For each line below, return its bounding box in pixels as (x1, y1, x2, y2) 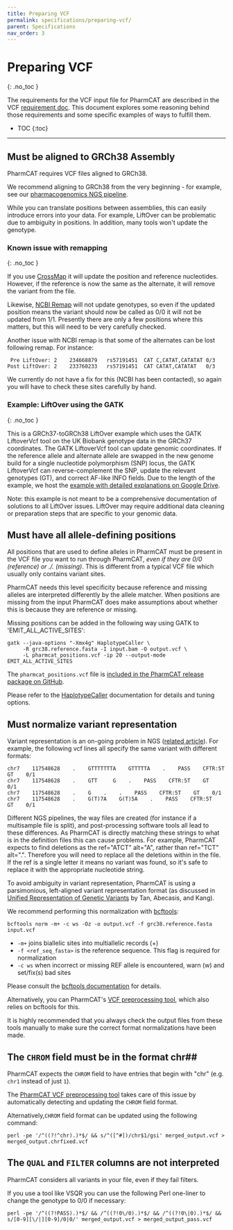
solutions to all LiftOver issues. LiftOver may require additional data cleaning (7, 502, 225, 510)
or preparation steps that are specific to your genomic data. (7, 509, 178, 518)
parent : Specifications (7, 23, 76, 30)
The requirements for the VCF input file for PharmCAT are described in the (7, 96, 220, 104)
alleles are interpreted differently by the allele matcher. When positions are (7, 591, 221, 599)
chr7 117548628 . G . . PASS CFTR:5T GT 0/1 (7, 789, 222, 796)
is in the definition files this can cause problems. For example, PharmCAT (7, 836, 216, 844)
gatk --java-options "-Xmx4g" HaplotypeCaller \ (7, 640, 150, 647)
